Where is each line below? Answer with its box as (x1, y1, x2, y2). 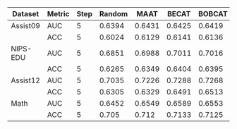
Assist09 (11, 21, 41, 30)
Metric (47, 9, 70, 18)
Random (99, 9, 128, 18)
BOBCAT (198, 9, 228, 18)
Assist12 (11, 75, 41, 85)
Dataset (11, 9, 39, 18)
